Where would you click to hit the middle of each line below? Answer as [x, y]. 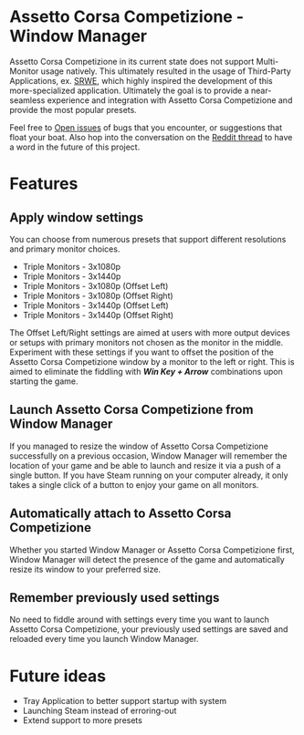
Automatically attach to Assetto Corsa [121, 514]
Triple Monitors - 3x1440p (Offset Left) [95, 305]
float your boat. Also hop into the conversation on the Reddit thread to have [151, 137]
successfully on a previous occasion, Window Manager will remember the [148, 455]
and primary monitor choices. [65, 249]
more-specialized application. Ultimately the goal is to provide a [129, 90]
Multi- [267, 61]
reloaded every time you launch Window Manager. [104, 639]
